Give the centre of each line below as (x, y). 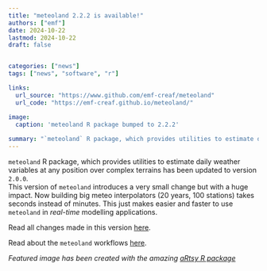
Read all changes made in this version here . (79, 227)
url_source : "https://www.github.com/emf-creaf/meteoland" (115, 95)
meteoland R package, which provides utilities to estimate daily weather (124, 162)
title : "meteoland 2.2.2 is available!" (76, 15)
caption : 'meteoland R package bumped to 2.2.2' (97, 124)
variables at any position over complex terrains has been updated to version (132, 170)
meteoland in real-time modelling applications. (83, 212)
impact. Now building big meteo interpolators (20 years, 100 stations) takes (132, 195)
